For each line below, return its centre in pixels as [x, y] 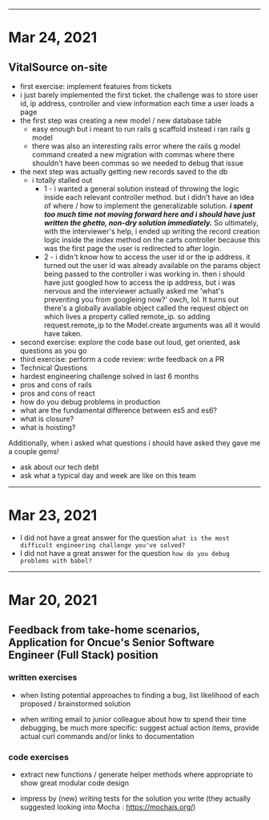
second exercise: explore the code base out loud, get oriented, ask [130, 342]
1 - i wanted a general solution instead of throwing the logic [141, 189]
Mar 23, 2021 [53, 516]
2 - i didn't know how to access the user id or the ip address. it [147, 257]
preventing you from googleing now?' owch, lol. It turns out [141, 299]
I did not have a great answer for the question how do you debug [124, 553]
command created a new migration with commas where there [133, 154]
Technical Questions [54, 367]
